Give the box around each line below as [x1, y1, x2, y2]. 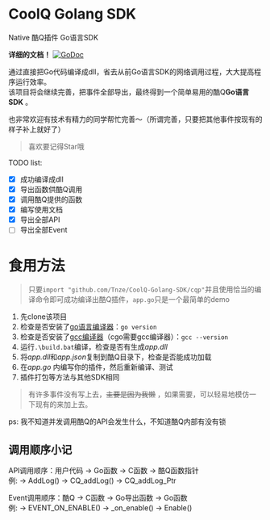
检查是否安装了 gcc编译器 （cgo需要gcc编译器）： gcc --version [19, 332, 229, 342]
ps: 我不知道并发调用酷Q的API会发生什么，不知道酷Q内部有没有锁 [8, 417, 226, 426]
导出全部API [19, 215, 60, 224]
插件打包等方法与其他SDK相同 [19, 372, 120, 382]
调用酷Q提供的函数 [19, 195, 83, 204]
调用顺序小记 [8, 442, 73, 456]
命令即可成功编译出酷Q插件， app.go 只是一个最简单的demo [35, 295, 230, 304]
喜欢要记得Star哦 [27, 141, 85, 151]
